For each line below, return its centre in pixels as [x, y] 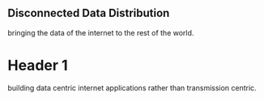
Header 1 [38, 65]
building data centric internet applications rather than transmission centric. [132, 87]
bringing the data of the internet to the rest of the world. [101, 32]
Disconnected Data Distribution [89, 13]
